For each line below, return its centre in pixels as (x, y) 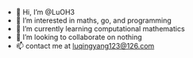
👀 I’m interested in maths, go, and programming (94, 20)
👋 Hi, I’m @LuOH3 (45, 12)
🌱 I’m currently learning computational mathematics (100, 29)
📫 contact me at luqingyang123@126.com (85, 46)
